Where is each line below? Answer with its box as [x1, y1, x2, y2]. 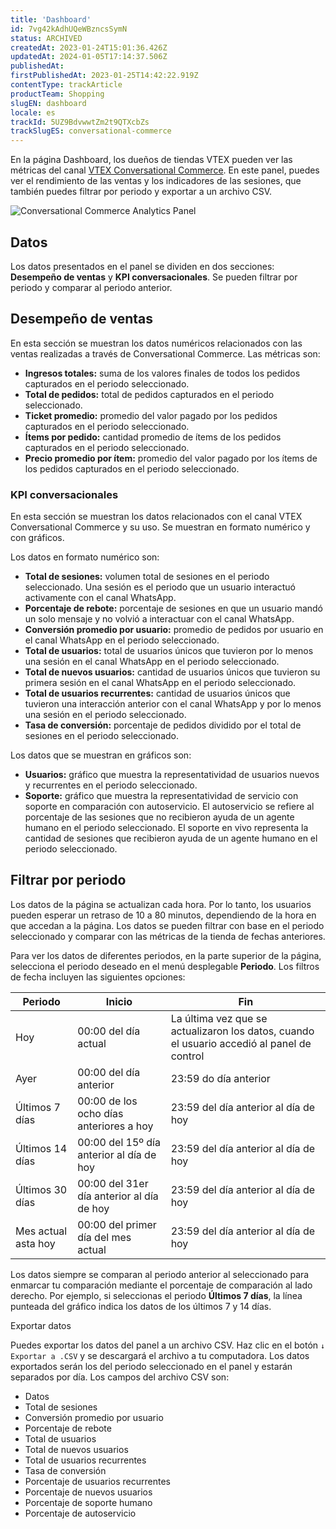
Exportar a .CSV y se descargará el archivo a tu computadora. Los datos [10, 1349, 310, 1361]
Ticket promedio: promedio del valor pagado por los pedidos [24, 409, 278, 421]
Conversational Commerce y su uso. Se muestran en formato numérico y [10, 521, 311, 533]
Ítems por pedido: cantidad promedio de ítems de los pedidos [24, 431, 282, 443]
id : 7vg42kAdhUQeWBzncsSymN [10, 24, 128, 34]
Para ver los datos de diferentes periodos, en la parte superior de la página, [10, 949, 322, 961]
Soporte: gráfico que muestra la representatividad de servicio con [24, 790, 299, 802]
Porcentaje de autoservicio [24, 1507, 137, 1519]
